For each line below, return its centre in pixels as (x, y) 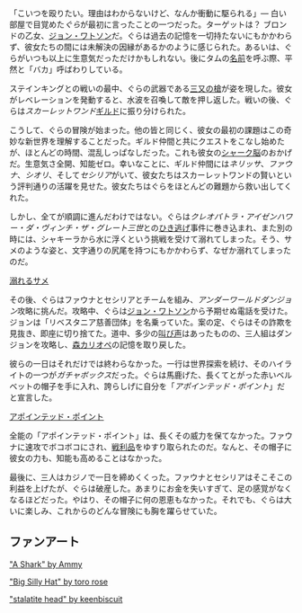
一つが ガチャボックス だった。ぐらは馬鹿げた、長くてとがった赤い (155, 375)
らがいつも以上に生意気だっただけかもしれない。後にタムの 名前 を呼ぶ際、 (147, 58)
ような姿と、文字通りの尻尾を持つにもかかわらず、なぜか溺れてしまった (158, 250)
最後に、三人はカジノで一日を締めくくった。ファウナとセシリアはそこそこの (151, 477)
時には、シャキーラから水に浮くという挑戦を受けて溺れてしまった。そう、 (147, 239)
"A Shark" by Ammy (46, 564)
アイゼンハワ (269, 217)
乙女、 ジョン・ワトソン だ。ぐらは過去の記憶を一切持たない (135, 36)
